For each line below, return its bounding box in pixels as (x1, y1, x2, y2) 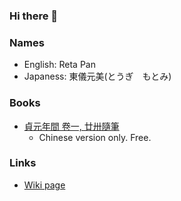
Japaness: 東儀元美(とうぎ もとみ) (23, 70, 172, 83)
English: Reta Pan (23, 59, 96, 71)
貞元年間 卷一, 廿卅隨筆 (23, 120, 120, 132)
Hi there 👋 (9, 9, 59, 23)
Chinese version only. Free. (38, 131, 152, 143)
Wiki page (23, 179, 66, 191)
